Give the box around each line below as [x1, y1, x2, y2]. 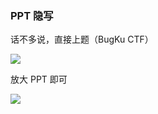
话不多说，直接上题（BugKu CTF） [10, 33, 154, 46]
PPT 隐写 [10, 8, 54, 22]
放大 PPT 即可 [10, 73, 68, 86]
